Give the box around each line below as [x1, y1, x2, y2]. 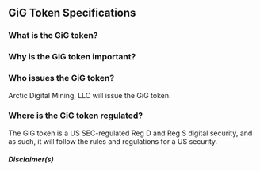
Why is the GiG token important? [8, 51, 136, 63]
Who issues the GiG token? [8, 73, 115, 84]
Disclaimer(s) [8, 154, 54, 165]
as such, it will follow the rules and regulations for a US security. [8, 136, 218, 146]
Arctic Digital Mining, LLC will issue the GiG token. [8, 90, 172, 100]
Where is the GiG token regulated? [8, 110, 143, 121]
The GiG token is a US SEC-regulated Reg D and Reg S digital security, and [8, 128, 253, 138]
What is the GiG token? [8, 30, 98, 41]
